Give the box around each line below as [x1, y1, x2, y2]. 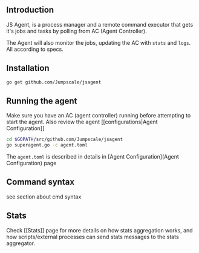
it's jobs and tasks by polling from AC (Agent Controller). [6, 27, 147, 34]
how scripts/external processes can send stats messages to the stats [6, 233, 180, 240]
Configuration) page [6, 160, 57, 167]
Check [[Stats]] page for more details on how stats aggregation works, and [6, 226, 193, 234]
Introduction [6, 5, 54, 15]
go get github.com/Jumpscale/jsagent [6, 79, 102, 85]
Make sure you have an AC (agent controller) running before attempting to [6, 112, 191, 119]
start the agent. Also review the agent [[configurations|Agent [6, 118, 158, 126]
